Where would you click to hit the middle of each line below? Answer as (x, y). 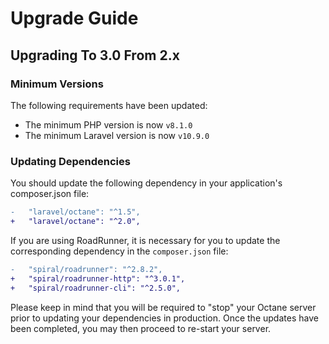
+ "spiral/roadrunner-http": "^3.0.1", (98, 278)
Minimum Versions (57, 84)
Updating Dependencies (70, 161)
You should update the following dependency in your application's (146, 183)
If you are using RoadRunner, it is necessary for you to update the (145, 240)
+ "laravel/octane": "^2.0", (75, 222)
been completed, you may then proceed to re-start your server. (141, 328)
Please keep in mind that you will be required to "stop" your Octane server (163, 307)
